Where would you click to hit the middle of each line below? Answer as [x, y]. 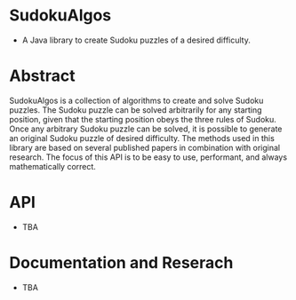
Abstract [42, 76]
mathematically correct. [52, 166]
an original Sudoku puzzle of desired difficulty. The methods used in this [142, 138]
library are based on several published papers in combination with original [145, 147]
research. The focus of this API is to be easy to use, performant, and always [148, 157]
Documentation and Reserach [121, 263]
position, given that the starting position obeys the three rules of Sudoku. [143, 119]
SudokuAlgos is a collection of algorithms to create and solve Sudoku [136, 100]
